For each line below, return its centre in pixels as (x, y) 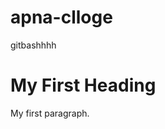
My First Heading (83, 85)
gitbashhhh (33, 45)
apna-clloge (61, 17)
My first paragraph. (50, 113)
